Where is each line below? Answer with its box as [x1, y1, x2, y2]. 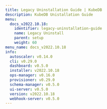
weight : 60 [14, 40, 37, 45]
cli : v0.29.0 [10, 59, 37, 64]
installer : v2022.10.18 [10, 68, 59, 73]
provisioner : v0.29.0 [10, 77, 55, 82]
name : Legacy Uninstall [14, 31, 64, 36]
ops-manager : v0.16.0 [10, 73, 55, 78]
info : [5, 49, 17, 54]
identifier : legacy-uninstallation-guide [14, 26, 102, 31]
